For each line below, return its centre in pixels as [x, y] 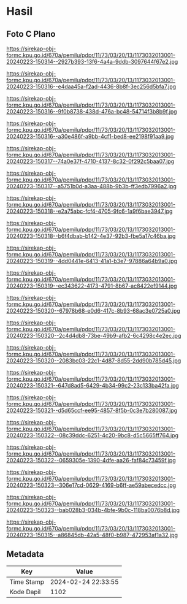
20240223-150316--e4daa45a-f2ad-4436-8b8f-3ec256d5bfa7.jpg [91, 86]
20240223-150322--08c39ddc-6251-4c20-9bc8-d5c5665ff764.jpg [93, 435]
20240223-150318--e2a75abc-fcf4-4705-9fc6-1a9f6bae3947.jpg [90, 211]
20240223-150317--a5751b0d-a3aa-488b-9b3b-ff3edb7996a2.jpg [91, 186]
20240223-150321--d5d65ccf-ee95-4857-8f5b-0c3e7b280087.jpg [92, 410]
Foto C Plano [31, 34]
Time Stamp [27, 582]
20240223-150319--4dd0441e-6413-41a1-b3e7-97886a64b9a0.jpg [92, 261]
